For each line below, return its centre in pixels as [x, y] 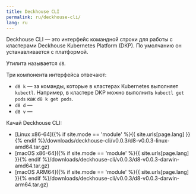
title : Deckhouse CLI [33, 12]
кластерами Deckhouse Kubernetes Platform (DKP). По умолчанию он [94, 46]
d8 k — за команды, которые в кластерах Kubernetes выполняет [97, 86]
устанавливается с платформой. [47, 52]
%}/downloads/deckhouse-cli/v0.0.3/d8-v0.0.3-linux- [104, 141]
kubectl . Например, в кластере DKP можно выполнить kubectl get [99, 93]
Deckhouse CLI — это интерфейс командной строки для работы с [90, 40]
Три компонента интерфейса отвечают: [56, 75]
